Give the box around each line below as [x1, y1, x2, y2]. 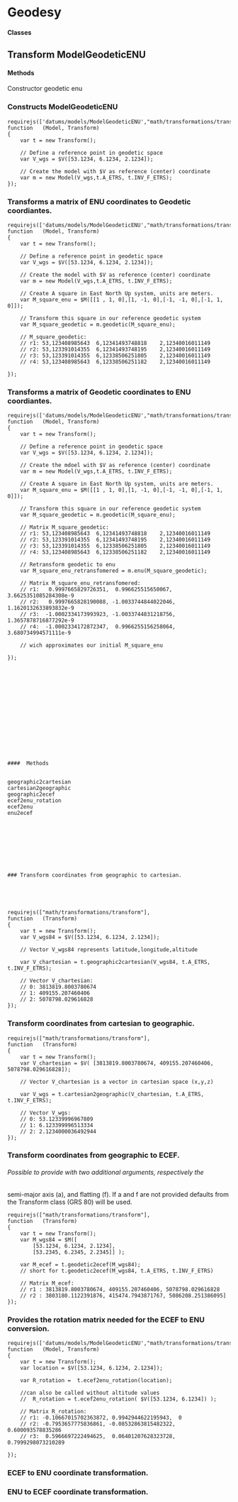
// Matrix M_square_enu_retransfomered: [20, 580, 141, 587]
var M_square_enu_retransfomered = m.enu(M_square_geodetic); [20, 567, 208, 575]
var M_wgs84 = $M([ [20, 1236, 78, 1243]
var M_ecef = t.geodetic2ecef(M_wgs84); [20, 1261, 141, 1268]
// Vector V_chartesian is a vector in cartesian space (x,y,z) [20, 1078, 214, 1085]
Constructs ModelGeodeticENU [7, 102, 118, 112]
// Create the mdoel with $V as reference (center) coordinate [20, 462, 211, 469]
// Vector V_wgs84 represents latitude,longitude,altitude [20, 946, 198, 953]
